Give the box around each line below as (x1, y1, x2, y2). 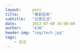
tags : (5, 35, 17, 40)
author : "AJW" (5, 26, 44, 31)
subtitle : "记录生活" (5, 16, 52, 21)
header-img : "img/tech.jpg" (5, 30, 64, 35)
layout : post (5, 7, 42, 12)
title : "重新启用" (5, 12, 52, 17)
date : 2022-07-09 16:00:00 (5, 21, 75, 26)
